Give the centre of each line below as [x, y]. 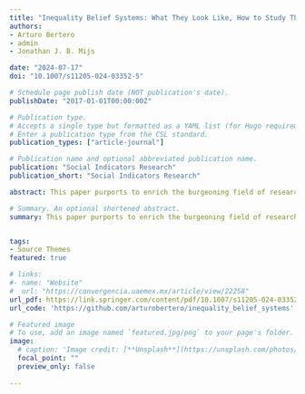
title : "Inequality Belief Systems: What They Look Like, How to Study [148, 18]
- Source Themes [40, 250]
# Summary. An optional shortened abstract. [95, 208]
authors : [26, 26]
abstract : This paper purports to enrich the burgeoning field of [138, 192]
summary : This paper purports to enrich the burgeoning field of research [154, 217]
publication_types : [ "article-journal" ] [87, 143]
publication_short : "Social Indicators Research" [105, 176]
